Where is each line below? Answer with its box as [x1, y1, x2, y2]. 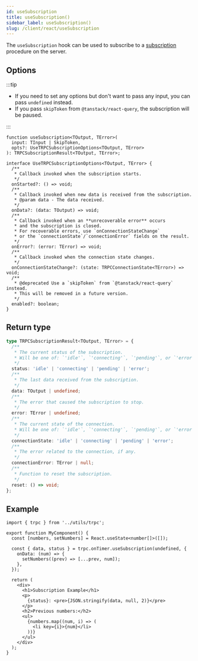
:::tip [6, 81, 17, 88]
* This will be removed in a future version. [14, 291, 129, 297]
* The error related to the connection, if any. [14, 449, 136, 455]
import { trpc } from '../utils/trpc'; [6, 520, 105, 526]
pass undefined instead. [14, 99, 73, 106]
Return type [6, 322, 52, 333]
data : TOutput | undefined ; [11, 388, 81, 394]
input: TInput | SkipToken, [11, 140, 81, 146]
